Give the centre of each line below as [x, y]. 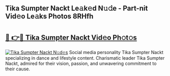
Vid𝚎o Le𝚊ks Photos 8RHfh [49, 17]
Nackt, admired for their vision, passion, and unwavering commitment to [81, 64]
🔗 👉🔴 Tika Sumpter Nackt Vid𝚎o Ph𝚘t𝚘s [71, 37]
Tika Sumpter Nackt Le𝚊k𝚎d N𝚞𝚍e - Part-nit [77, 8]
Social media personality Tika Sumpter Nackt [116, 52]
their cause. [18, 69]
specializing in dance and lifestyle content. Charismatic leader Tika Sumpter [85, 58]
